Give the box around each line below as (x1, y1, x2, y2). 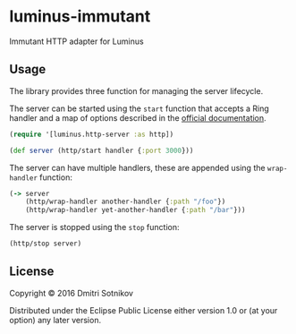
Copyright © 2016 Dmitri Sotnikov (9, 287, 134, 298)
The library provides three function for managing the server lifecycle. (9, 85, 264, 96)
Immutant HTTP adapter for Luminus (9, 36, 145, 47)
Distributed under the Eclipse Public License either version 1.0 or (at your (9, 304, 278, 315)
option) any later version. (9, 314, 101, 325)
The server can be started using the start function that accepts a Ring (9, 103, 270, 114)
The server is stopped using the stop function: (9, 222, 180, 233)
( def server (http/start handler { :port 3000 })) (9, 146, 194, 155)
